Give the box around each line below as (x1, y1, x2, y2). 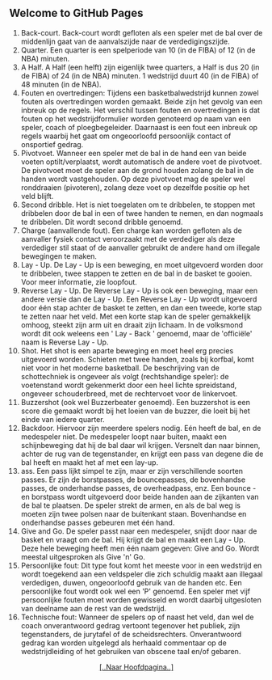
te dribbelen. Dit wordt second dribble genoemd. (20, 217, 183, 226)
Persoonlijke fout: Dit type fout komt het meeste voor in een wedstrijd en (20, 560, 262, 570)
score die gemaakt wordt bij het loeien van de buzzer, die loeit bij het (20, 406, 251, 416)
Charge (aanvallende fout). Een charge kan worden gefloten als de (20, 226, 243, 235)
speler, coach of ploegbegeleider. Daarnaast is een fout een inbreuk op (20, 122, 257, 132)
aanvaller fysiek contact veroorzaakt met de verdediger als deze (20, 234, 236, 243)
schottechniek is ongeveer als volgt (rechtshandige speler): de (20, 371, 229, 381)
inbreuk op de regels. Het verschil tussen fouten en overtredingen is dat (20, 105, 261, 115)
